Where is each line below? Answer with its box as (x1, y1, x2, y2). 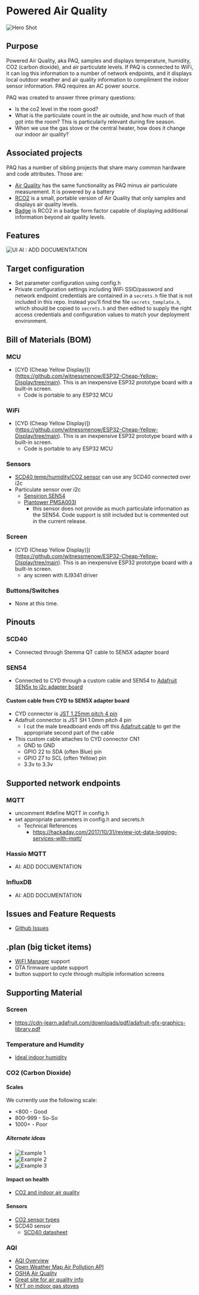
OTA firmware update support (14, 964, 88, 972)
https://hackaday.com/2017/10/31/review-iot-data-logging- (32, 828, 178, 835)
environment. (14, 317, 48, 325)
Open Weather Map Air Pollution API (14, 1263, 104, 1270)
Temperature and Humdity (6, 1040, 85, 1048)
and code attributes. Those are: (6, 170, 83, 177)
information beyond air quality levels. (14, 213, 106, 220)
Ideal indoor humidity (14, 1054, 67, 1061)
